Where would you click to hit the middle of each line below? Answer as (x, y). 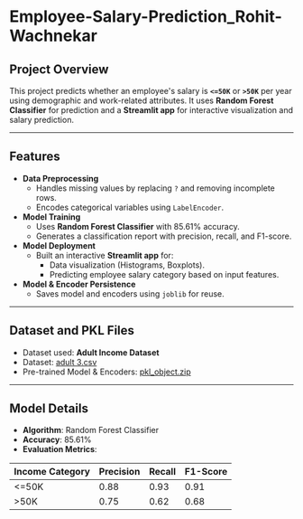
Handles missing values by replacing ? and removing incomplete (155, 188)
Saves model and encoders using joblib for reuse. (130, 293)
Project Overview (59, 69)
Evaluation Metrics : (60, 449)
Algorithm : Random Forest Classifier (91, 430)
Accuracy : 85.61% (57, 439)
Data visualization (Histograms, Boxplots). (127, 265)
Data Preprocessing (60, 178)
